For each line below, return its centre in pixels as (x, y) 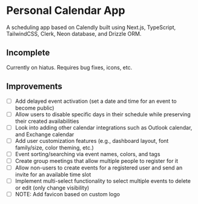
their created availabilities (47, 121)
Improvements (34, 86)
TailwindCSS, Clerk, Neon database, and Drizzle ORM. (74, 33)
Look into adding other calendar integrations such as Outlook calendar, (104, 127)
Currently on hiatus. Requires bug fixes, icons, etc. (69, 67)
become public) (35, 108)
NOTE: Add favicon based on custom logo (67, 194)
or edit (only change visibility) (52, 188)
